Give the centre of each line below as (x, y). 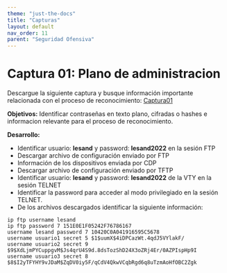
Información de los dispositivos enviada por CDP (87, 163)
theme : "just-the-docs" (42, 14)
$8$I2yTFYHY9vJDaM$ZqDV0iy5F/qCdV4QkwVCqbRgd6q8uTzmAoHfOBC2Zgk (102, 263)
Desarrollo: (24, 135)
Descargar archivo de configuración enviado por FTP (93, 156)
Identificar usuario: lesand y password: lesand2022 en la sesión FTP (116, 148)
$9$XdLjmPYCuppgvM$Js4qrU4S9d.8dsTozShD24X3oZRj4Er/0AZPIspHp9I (102, 251)
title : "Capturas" (34, 20)
